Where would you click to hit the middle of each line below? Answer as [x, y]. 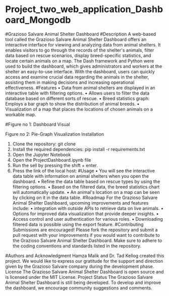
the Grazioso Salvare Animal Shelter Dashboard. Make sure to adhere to [87, 240]
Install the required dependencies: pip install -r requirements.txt [79, 149]
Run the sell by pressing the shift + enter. [55, 165]
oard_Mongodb [38, 20]
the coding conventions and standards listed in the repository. [77, 245]
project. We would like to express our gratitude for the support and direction [84, 261]
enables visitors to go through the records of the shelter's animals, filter [80, 50]
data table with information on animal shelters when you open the [80, 176]
